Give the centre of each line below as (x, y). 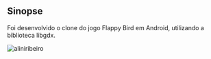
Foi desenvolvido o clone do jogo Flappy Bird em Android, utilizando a (105, 27)
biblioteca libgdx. (32, 35)
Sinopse (25, 11)
